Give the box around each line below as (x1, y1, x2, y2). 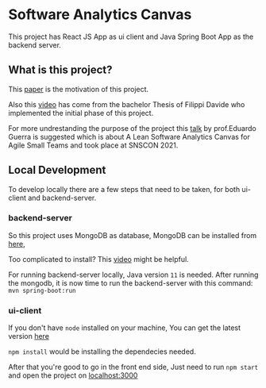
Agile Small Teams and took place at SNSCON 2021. (8, 140, 179, 150)
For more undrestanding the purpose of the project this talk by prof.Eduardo (8, 123, 256, 133)
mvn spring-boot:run (8, 286, 77, 294)
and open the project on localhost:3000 (8, 371, 138, 380)
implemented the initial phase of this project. (8, 108, 154, 117)
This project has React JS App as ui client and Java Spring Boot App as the (8, 32, 254, 41)
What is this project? (8, 63, 113, 77)
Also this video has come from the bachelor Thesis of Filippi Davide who (8, 99, 245, 109)
